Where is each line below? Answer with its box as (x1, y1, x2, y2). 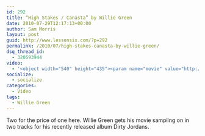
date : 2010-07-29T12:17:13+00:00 (6, 20, 92, 26)
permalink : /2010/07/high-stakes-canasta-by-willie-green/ (6, 43, 160, 49)
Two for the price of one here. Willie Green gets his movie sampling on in (6, 116, 190, 124)
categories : (6, 83, 37, 89)
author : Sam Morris (6, 26, 56, 32)
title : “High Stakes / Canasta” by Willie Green (6, 15, 132, 21)
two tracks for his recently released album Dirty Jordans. (6, 123, 149, 130)
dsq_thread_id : (6, 49, 45, 55)
